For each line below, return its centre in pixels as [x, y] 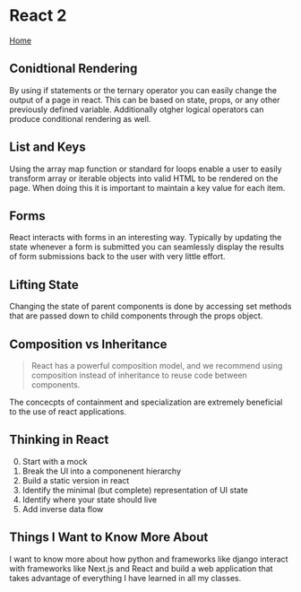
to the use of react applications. [68, 412]
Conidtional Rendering [73, 69]
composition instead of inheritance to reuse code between [139, 375]
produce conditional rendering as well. [80, 118]
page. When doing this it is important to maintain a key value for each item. [147, 187]
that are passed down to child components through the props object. [136, 316]
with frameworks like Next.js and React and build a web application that [141, 568]
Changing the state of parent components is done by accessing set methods [150, 307]
